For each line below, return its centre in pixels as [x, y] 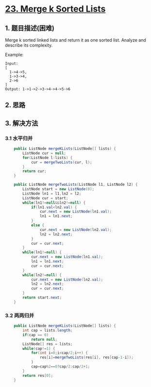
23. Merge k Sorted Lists [55, 9]
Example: [14, 55]
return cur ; [35, 171]
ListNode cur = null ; [44, 153]
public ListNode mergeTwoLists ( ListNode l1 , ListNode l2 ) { [76, 185]
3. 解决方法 [22, 123]
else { [38, 225]
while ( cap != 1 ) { [39, 349]
